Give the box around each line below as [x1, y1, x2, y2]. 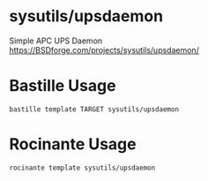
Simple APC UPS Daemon [9, 35, 103, 46]
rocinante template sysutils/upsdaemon [9, 163, 156, 172]
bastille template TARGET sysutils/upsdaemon [9, 104, 179, 114]
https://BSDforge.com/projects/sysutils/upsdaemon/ [9, 44, 200, 55]
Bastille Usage [9, 76, 116, 96]
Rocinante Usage [9, 134, 137, 155]
